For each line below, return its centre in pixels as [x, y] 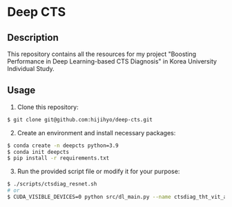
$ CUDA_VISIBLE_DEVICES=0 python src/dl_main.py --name [89, 197]
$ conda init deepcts [38, 152]
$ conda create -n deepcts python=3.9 [63, 146]
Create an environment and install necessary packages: [96, 132]
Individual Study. [31, 69]
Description [33, 38]
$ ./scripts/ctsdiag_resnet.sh [52, 184]
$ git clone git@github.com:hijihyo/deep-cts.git [80, 119]
